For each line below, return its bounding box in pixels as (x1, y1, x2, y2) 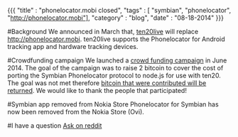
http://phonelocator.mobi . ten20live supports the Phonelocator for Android (7, 35, 225, 43)
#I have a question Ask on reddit (7, 121, 102, 130)
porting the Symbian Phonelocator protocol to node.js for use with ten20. (7, 71, 222, 80)
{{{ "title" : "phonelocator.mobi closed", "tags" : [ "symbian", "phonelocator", (7, 6, 232, 14)
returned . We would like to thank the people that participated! (7, 87, 187, 94)
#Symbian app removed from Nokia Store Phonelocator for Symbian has (7, 100, 219, 109)
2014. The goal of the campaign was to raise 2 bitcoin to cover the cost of (7, 64, 224, 72)
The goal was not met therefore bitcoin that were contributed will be (7, 79, 207, 87)
